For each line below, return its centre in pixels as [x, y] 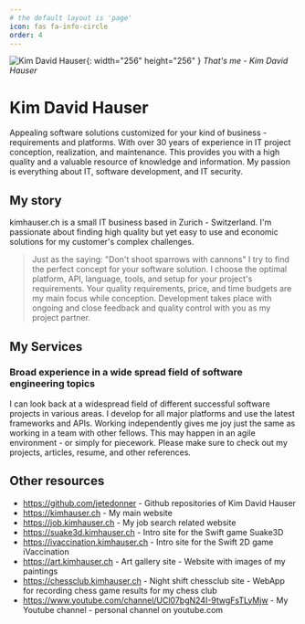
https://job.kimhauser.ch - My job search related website [129, 523]
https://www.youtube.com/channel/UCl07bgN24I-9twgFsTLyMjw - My [155, 600]
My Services [46, 347]
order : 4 [26, 35]
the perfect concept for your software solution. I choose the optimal [159, 270]
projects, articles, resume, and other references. [100, 452]
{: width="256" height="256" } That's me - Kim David [187, 61]
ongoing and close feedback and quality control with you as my [151, 308]
